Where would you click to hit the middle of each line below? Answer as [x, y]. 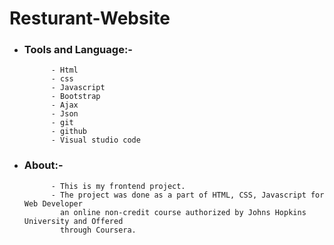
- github [69, 132]
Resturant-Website [90, 18]
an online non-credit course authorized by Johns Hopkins [183, 212]
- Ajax [64, 105]
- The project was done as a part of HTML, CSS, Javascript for [187, 195]
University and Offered [73, 221]
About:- [43, 165]
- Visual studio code [95, 140]
